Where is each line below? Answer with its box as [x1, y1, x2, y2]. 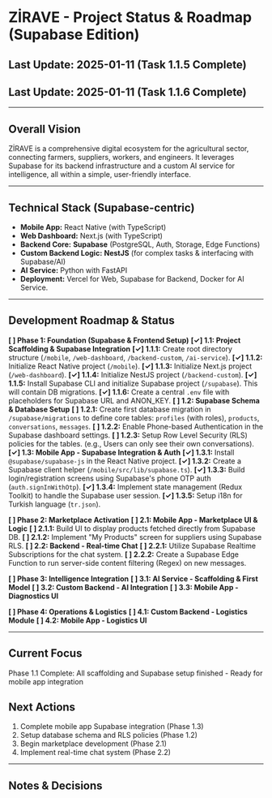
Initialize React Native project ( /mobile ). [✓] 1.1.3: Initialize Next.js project [8, 361, 253, 371]
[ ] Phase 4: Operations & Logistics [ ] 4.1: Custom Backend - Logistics [8, 606, 249, 616]
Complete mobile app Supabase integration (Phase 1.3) [19, 722, 204, 731]
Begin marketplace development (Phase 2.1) [19, 739, 168, 748]
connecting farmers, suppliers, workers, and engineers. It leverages [8, 153, 235, 162]
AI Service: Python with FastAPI [19, 265, 128, 275]
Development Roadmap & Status [8, 313, 176, 328]
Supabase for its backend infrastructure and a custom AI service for [8, 161, 236, 170]
